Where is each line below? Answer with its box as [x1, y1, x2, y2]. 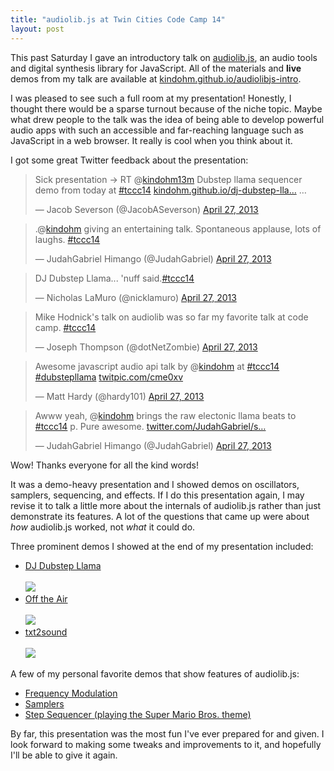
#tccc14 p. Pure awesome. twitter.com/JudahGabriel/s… [34, 420, 267, 432]
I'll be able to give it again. [10, 749, 118, 761]
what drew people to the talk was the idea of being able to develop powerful [10, 113, 325, 125]
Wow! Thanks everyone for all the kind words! [10, 459, 199, 471]
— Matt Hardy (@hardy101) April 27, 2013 [34, 390, 205, 402]
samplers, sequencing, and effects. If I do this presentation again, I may [10, 489, 305, 501]
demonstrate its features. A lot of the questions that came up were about [10, 510, 310, 522]
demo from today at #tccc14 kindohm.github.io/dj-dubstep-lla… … [34, 184, 307, 196]
